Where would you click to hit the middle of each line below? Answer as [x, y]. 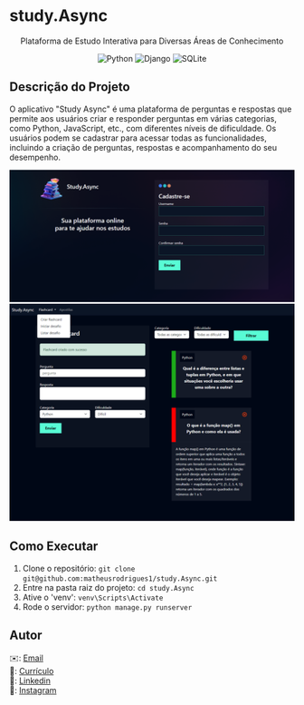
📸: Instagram [33, 690]
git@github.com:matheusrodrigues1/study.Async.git [120, 578]
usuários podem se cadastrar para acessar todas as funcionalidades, [138, 138]
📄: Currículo [32, 671]
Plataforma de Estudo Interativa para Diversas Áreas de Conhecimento [152, 41]
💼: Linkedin [30, 681]
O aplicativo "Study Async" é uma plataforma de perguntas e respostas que [151, 109]
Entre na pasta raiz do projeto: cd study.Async [108, 587]
